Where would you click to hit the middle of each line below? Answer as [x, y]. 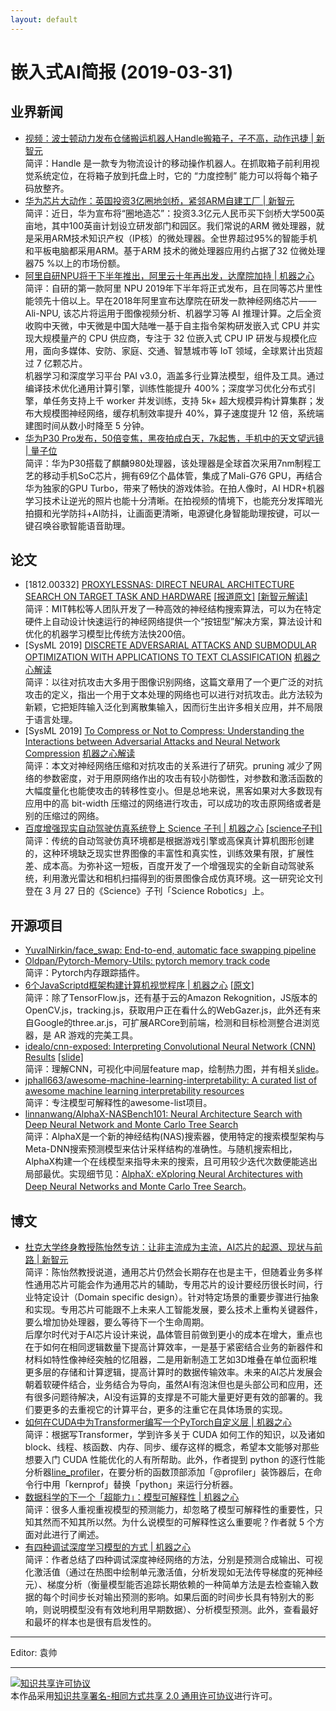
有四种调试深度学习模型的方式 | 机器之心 [108, 1547]
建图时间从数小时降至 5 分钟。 [87, 425]
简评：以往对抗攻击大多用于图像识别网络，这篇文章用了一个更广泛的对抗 [173, 682]
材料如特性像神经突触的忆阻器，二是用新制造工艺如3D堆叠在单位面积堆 [171, 1360]
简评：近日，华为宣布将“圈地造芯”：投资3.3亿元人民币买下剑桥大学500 [170, 213]
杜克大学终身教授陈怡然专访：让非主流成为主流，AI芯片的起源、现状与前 [173, 1247]
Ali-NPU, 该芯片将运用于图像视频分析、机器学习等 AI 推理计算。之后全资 [173, 313]
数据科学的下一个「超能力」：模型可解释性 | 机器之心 [132, 1497]
